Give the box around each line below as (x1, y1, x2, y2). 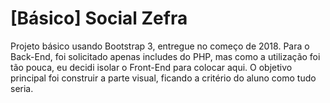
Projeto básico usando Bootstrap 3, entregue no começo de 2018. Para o (10, 40, 310, 52)
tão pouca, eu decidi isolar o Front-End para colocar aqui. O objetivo (10, 61, 293, 73)
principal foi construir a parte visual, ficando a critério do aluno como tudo (10, 72, 317, 84)
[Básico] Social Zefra (10, 7, 188, 30)
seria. (10, 82, 34, 94)
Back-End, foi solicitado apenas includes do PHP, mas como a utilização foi (10, 50, 321, 62)
